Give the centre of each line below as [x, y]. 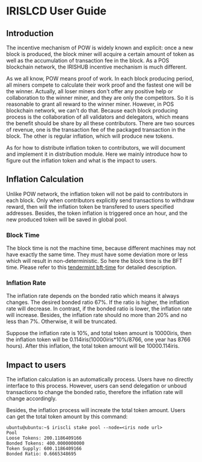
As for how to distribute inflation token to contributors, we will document [96, 148]
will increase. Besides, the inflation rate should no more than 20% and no [97, 315]
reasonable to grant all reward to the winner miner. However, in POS [90, 104]
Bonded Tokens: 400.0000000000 [45, 443]
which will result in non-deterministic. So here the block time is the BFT [94, 261]
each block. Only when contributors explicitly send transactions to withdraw [100, 200]
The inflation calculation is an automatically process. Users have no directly [100, 380]
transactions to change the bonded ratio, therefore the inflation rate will [95, 392]
